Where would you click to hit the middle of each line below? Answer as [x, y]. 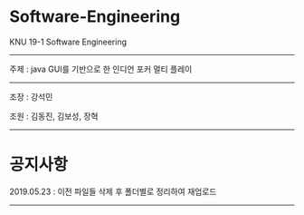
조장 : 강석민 [31, 96]
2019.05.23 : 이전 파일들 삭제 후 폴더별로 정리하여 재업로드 [113, 191]
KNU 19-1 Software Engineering [68, 42]
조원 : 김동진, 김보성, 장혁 [54, 116]
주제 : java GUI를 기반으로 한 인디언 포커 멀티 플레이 [101, 69]
